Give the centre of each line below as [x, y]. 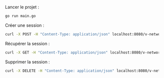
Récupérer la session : [27, 43]
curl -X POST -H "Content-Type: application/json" [58, 34]
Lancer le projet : [22, 7]
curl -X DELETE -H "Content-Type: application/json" [60, 71]
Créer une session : [25, 25]
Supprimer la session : [28, 62]
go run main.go [20, 16]
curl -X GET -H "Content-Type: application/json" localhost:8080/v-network [84, 52]
